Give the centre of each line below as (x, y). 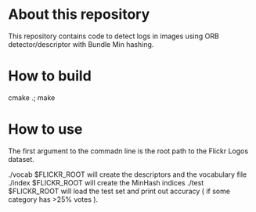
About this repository (79, 14)
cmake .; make (32, 97)
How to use (45, 129)
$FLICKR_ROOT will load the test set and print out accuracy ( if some (119, 191)
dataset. (22, 159)
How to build (50, 76)
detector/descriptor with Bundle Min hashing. (81, 44)
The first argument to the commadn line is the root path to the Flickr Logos (128, 151)
